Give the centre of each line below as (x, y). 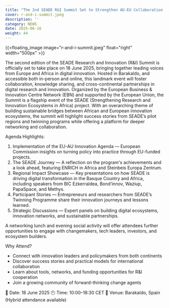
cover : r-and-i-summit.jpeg (35, 15)
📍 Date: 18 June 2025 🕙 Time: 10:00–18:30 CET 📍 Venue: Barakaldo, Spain (83, 293)
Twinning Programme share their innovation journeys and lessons (80, 200)
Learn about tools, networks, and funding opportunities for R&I (77, 272)
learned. (21, 205)
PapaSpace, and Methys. (38, 189)
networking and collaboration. (36, 127)
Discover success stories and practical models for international (78, 261)
